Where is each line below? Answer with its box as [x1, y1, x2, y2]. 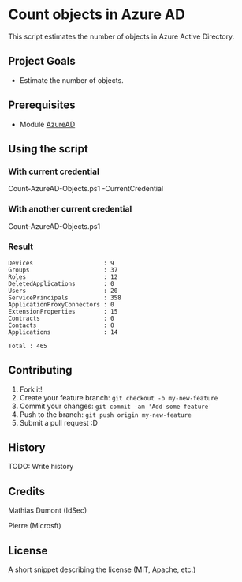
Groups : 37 [8, 266, 118, 274]
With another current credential [8, 204, 132, 215]
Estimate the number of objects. [19, 75, 124, 84]
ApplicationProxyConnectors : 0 [8, 300, 114, 309]
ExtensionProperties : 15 [8, 307, 118, 315]
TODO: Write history [8, 462, 74, 471]
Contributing [8, 363, 73, 377]
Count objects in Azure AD [8, 6, 185, 24]
